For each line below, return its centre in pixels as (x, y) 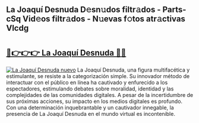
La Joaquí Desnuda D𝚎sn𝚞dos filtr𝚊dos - (83, 10)
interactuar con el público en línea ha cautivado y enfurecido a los (87, 82)
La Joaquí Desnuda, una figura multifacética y (133, 70)
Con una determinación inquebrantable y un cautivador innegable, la (90, 108)
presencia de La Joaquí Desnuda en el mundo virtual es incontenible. (91, 114)
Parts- (174, 10)
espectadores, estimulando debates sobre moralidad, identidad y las (90, 89)
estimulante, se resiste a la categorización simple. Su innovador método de (98, 76)
